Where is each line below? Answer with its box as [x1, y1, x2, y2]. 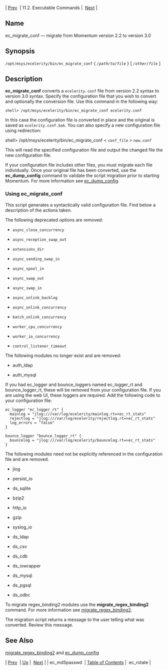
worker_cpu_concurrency [12, 324, 62, 329]
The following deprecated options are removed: [5, 216, 103, 222]
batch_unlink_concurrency [12, 314, 66, 319]
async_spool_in [12, 266, 44, 271]
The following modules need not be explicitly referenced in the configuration [5, 450, 163, 457]
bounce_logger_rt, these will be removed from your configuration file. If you [5, 386, 161, 392]
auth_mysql [12, 371, 36, 377]
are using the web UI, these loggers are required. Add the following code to [5, 392, 160, 398]
